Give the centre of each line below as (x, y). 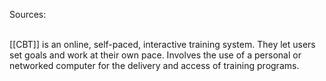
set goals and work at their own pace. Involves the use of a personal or (155, 55)
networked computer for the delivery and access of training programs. (154, 65)
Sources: (28, 14)
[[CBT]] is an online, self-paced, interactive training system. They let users (162, 44)
